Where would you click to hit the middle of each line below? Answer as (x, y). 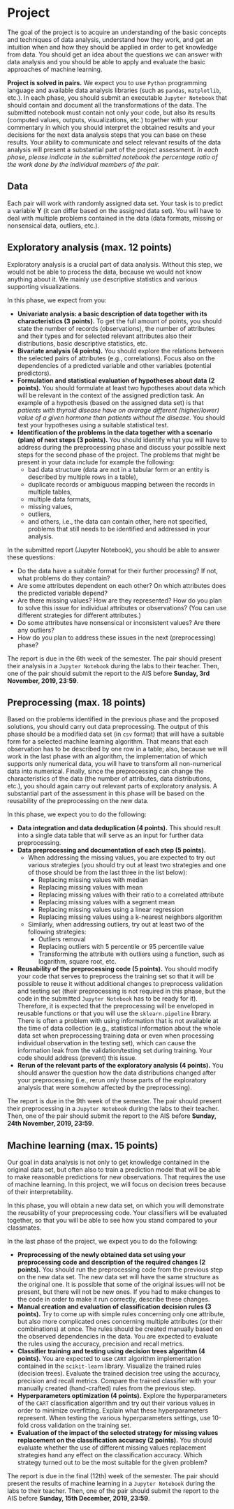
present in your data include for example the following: (96, 462)
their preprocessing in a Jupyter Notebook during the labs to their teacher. (113, 1109)
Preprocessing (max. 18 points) (76, 702)
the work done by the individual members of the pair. (83, 164)
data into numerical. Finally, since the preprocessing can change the (105, 771)
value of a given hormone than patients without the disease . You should (121, 418)
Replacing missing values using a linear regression (111, 910)
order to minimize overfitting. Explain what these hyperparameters (112, 1411)
